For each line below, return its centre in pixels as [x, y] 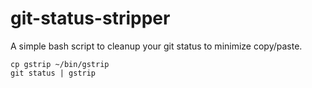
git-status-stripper [90, 18]
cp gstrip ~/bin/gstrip [60, 64]
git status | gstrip [53, 73]
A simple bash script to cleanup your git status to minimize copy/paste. [156, 46]
